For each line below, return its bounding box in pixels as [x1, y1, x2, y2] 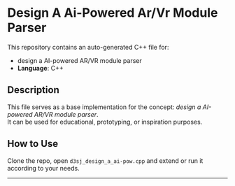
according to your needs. [7, 164, 80, 172]
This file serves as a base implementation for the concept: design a [7, 103, 201, 111]
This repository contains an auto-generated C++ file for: [7, 43, 169, 51]
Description [7, 84, 59, 96]
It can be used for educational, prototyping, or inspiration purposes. [7, 117, 203, 126]
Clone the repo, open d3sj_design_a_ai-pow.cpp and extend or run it [7, 156, 204, 165]
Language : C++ [17, 64, 64, 72]
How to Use [7, 138, 59, 150]
